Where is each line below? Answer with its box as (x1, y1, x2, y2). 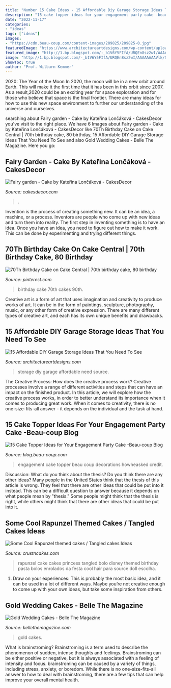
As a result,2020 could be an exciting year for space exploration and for (5, 89, 156, 95)
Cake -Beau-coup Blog (5, 428, 79, 437)
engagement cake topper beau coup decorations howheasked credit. (17, 461, 163, 468)
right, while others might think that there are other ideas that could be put (5, 499, 159, 505)
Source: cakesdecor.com (5, 188, 58, 194)
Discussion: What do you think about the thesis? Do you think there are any (5, 472, 163, 478)
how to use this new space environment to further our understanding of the (5, 100, 163, 106)
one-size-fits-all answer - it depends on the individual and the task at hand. (5, 405, 164, 411)
